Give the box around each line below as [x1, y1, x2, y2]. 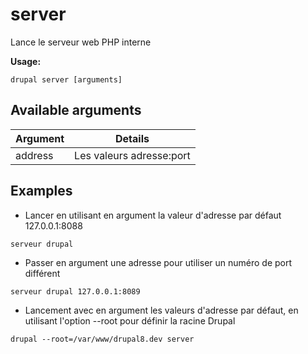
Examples [10, 183, 73, 200]
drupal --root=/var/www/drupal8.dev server [10, 334, 195, 344]
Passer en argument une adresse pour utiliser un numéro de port [24, 256, 293, 268]
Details [114, 131, 150, 145]
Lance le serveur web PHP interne [10, 36, 152, 48]
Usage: [10, 55, 42, 67]
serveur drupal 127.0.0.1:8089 [10, 286, 141, 297]
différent [24, 267, 61, 279]
